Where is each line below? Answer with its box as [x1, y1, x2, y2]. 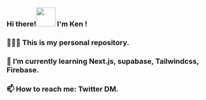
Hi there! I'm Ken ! [6, 19, 88, 28]
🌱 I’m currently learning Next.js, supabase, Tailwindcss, [6, 56, 199, 66]
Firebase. [6, 65, 40, 74]
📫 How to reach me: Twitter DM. [6, 84, 119, 94]
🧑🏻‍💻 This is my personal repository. [6, 37, 129, 47]
